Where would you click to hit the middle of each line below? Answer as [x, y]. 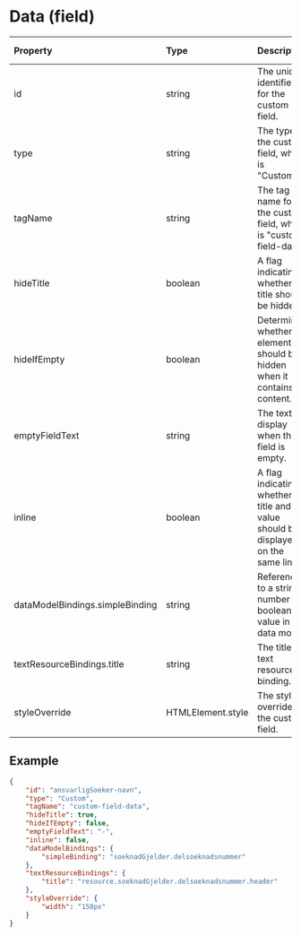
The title [274, 647]
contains [275, 387]
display [272, 424]
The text [275, 412]
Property [33, 50]
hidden [271, 365]
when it [272, 376]
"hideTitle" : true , [62, 815]
